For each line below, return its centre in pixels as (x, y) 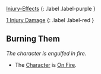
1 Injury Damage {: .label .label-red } (50, 20)
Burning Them (33, 39)
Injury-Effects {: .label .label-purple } (51, 9)
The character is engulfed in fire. (46, 53)
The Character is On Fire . (46, 64)
